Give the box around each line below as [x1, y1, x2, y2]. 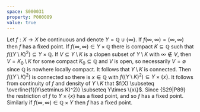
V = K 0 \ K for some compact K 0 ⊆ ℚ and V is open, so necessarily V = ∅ [7, 58, 186, 66]
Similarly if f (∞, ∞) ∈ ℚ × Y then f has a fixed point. [7, 99, 133, 106]
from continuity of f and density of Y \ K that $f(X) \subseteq [7, 80, 155, 87]
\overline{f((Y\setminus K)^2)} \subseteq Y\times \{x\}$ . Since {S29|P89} [7, 86, 186, 93]
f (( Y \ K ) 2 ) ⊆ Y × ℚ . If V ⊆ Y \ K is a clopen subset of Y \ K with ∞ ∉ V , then [7, 50, 192, 58]
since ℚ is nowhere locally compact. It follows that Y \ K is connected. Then [7, 65, 192, 73]
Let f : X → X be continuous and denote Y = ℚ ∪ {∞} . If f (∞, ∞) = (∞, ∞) [7, 36, 185, 43]
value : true [7, 19, 36, 25]
